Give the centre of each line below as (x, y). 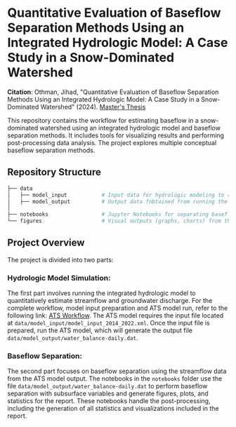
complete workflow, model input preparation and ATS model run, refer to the (118, 308)
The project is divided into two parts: (60, 259)
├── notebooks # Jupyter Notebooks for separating (108, 215)
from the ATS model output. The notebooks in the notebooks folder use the (115, 379)
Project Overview (46, 243)
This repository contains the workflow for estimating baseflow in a (103, 120)
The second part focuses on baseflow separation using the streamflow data (117, 371)
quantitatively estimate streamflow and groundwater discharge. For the (110, 301)
